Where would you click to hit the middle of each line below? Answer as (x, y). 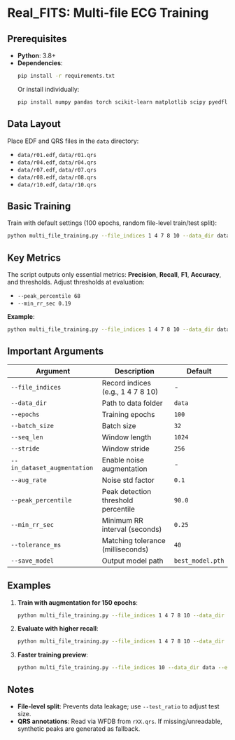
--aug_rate (29, 480)
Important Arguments (55, 351)
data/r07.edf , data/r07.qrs (57, 169)
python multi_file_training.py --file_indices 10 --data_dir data (116, 668)
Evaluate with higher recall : (58, 629)
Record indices (127, 383)
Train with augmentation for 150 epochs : (78, 602)
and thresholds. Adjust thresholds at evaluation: (76, 282)
